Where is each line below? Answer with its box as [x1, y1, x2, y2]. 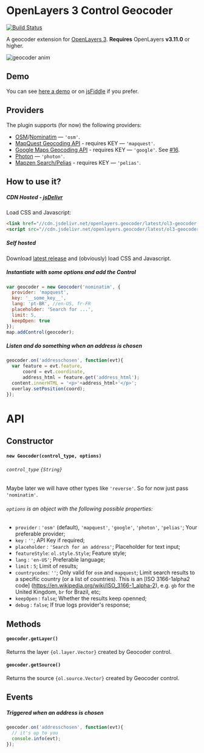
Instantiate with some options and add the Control [6, 269, 137, 276]
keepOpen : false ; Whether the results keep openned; [15, 595, 147, 602]
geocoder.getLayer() [6, 636, 59, 642]
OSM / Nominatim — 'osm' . [15, 133, 80, 140]
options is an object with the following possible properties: [6, 505, 153, 512]
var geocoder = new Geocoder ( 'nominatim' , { [6, 284, 121, 290]
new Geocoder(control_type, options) [6, 453, 102, 459]
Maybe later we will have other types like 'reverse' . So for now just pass [6, 484, 188, 492]
